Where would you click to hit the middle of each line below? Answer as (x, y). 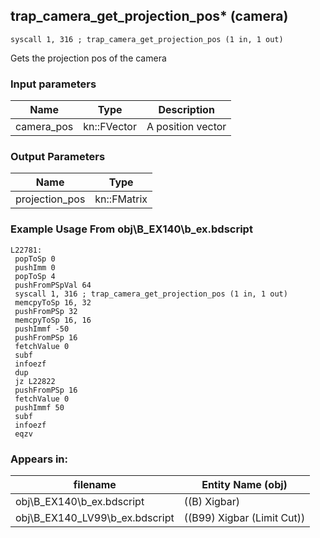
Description (186, 110)
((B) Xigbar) (212, 501)
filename (95, 484)
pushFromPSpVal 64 (53, 285)
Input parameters (53, 84)
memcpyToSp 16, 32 (53, 302)
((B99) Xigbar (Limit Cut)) (244, 517)
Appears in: (39, 459)
